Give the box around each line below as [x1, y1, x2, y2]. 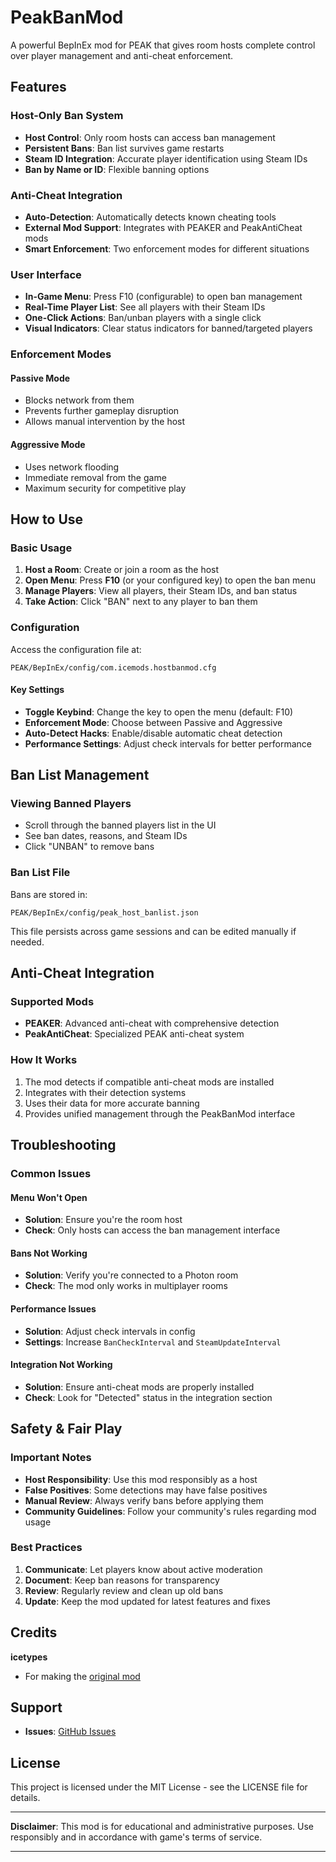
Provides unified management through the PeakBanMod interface [24, 1107, 296, 1120]
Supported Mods [10, 995, 95, 1009]
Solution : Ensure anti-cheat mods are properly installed [24, 1381, 255, 1393]
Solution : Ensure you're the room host [24, 1214, 183, 1226]
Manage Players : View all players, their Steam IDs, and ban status [24, 585, 298, 597]
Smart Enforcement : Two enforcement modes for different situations [24, 242, 310, 255]
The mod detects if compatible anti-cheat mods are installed [24, 1076, 275, 1088]
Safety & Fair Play [10, 1421, 123, 1438]
